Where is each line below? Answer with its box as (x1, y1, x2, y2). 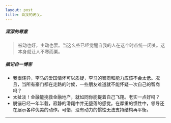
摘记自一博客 (5, 61, 32, 68)
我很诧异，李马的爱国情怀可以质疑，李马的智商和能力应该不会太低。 (12, 75, 156, 81)
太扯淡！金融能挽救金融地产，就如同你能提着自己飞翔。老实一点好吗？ (12, 94, 160, 100)
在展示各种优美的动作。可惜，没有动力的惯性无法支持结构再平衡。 (12, 107, 151, 113)
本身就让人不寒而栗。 (17, 49, 63, 55)
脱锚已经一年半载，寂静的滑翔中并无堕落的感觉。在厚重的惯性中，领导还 (12, 100, 164, 107)
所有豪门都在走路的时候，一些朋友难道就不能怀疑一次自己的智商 (26, 81, 160, 87)
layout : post (5, 7, 33, 13)
